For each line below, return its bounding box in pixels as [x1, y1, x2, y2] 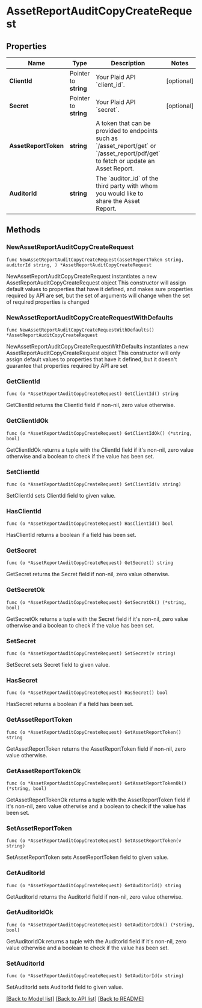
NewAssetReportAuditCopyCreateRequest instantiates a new [6, 272, 158, 280]
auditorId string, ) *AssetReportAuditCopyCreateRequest [6, 262, 152, 268]
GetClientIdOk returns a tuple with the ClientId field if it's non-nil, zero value [6, 446, 194, 454]
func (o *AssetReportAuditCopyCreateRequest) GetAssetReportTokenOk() [6, 780, 187, 786]
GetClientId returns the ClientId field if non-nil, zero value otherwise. [6, 402, 176, 409]
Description [111, 59, 145, 67]
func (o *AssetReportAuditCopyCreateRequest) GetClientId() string [6, 391, 179, 397]
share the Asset [96, 197, 140, 205]
